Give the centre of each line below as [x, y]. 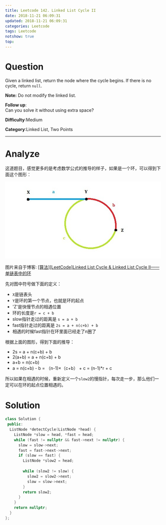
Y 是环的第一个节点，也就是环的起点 [48, 301]
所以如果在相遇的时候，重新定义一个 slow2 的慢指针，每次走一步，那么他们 [80, 379]
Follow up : [16, 105]
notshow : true [20, 37]
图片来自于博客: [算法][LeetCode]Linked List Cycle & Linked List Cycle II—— [82, 267]
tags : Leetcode [21, 31]
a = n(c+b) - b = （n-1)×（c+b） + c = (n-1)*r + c [62, 368]
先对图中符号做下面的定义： [33, 284]
